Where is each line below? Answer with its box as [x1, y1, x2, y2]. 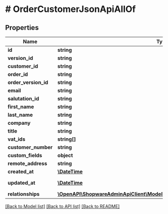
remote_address [7, 160, 47, 167]
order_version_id [7, 79, 48, 86]
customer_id [7, 63, 38, 69]
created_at [7, 168, 34, 175]
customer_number [7, 144, 53, 151]
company [7, 120, 31, 126]
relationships [7, 191, 40, 198]
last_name [7, 111, 33, 118]
